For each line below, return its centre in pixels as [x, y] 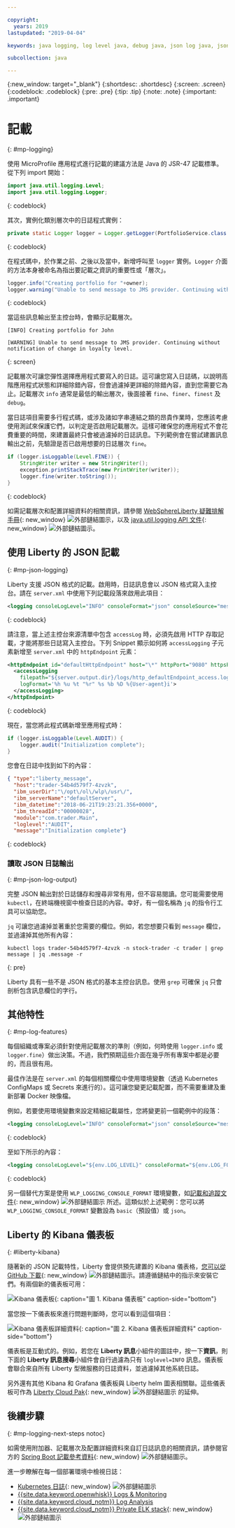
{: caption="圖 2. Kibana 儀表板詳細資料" [137, 1328]
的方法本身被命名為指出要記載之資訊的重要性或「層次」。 [88, 269]
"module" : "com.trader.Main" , [56, 818]
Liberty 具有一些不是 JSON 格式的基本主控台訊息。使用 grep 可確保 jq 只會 [115, 982]
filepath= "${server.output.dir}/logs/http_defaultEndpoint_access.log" [126, 678]
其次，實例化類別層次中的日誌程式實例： [65, 220]
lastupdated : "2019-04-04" [47, 33]
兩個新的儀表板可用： [56, 1284]
